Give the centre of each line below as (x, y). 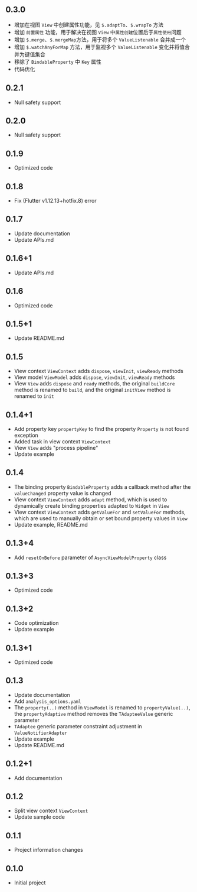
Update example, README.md (51, 524)
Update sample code (40, 817)
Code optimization (36, 623)
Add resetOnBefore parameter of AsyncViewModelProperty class (90, 557)
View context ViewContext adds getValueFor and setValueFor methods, (100, 512)
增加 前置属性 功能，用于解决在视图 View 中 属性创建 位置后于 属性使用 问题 (98, 32)
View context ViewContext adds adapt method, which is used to (91, 499)
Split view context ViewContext (51, 811)
